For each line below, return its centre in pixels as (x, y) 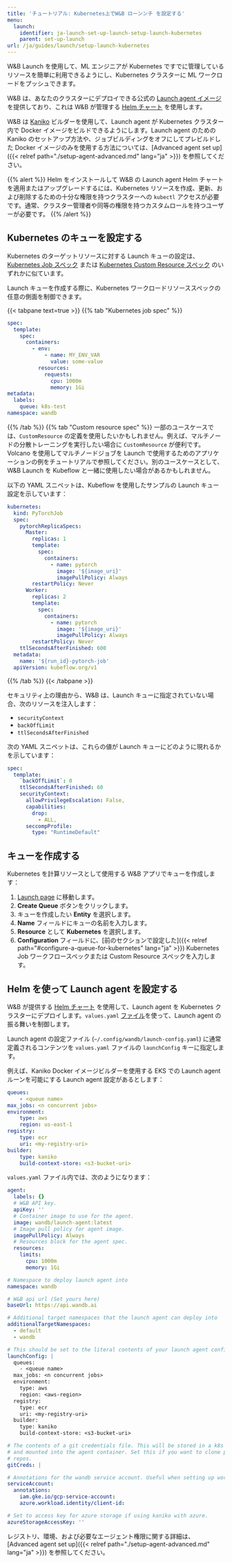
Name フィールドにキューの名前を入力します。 (84, 923)
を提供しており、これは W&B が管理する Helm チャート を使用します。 (107, 107)
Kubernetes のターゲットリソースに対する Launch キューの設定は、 (103, 256)
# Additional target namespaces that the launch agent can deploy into (112, 1318)
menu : (15, 20)
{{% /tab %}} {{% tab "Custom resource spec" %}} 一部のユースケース (108, 427)
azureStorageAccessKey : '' (46, 1522)
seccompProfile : (49, 826)
